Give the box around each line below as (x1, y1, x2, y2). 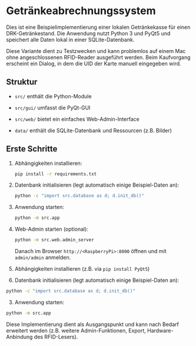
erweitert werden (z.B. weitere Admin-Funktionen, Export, (6, 327, 146, 334)
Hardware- (147, 327, 174, 334)
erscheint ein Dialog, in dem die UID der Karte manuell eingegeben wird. (6, 60, 181, 67)
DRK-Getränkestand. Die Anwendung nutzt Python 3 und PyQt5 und (6, 29, 171, 36)
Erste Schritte (6, 144, 58, 154)
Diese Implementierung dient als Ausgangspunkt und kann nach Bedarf (6, 321, 180, 328)
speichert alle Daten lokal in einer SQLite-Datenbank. (6, 36, 135, 43)
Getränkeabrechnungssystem (6, 4, 156, 18)
